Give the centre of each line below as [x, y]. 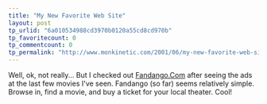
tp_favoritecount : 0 [43, 38]
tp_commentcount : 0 [41, 45]
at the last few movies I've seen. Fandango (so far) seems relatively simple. [131, 83]
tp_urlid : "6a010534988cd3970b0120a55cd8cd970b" [90, 30]
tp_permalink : [32, 52]
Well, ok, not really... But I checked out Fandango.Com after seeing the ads [130, 75]
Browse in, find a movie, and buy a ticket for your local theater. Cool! [120, 92]
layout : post [30, 23]
